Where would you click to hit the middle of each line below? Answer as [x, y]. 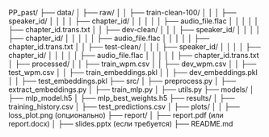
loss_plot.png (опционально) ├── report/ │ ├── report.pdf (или [116, 115]
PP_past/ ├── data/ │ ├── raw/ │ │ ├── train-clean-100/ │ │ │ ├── [122, 12]
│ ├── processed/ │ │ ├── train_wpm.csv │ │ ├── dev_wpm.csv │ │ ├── [132, 64]
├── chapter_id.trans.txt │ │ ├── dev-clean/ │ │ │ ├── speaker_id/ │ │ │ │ [134, 29]
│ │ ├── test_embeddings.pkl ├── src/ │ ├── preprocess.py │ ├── [122, 81]
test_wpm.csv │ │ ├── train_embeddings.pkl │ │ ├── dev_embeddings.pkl [133, 72]
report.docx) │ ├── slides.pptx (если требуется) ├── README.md [121, 124]
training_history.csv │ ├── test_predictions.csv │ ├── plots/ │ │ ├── [124, 106]
